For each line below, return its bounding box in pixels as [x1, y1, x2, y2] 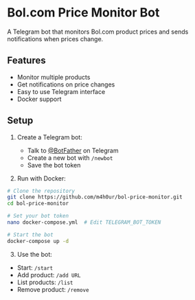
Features [7, 55, 46, 67]
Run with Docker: [16, 174, 67, 183]
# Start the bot [7, 231, 54, 238]
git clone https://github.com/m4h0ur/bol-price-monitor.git [7, 194, 183, 200]
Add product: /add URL [16, 270, 81, 279]
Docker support [16, 95, 62, 103]
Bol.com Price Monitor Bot [7, 5, 160, 21]
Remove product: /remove [16, 285, 89, 293]
